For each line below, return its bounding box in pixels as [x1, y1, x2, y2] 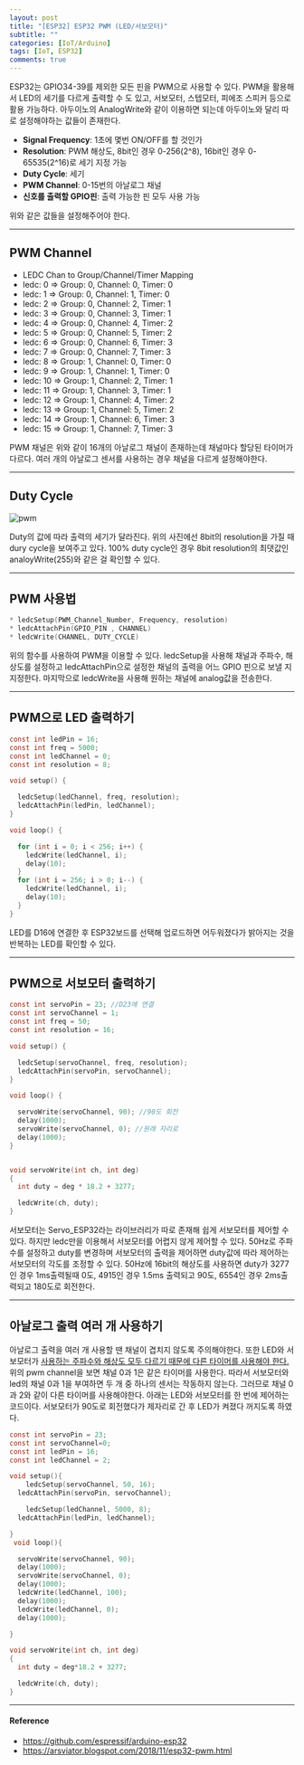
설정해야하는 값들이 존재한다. [18, 115, 121, 126]
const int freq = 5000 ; [9, 743, 100, 752]
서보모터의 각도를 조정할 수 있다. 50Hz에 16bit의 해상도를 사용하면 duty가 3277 [9, 1258, 290, 1269]
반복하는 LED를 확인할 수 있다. [9, 938, 116, 949]
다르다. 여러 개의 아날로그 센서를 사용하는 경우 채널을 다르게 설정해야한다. [9, 453, 268, 464]
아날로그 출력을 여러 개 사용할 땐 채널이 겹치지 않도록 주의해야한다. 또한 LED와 [9, 1344, 285, 1355]
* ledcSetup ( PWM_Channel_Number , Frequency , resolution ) [9, 616, 229, 625]
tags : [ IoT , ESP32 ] [9, 47, 83, 56]
